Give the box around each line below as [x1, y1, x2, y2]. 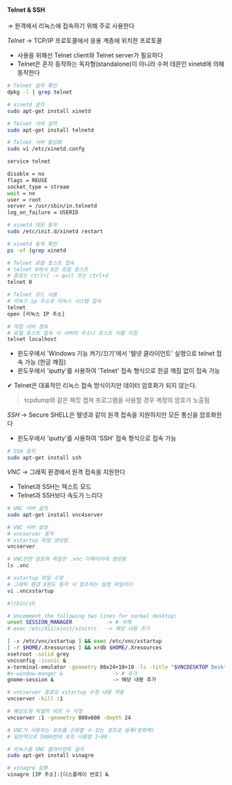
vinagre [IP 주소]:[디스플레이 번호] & [7, 771, 109, 778]
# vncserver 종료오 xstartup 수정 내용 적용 [7, 689, 124, 696]
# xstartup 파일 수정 [7, 575, 64, 581]
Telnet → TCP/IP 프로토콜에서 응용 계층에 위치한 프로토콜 [7, 37, 162, 45]
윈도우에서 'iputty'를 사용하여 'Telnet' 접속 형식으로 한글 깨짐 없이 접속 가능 [17, 367, 220, 375]
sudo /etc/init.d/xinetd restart [7, 228, 104, 235]
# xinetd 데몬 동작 [7, 222, 57, 228]
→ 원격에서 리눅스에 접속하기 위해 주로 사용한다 [7, 21, 135, 30]
